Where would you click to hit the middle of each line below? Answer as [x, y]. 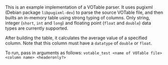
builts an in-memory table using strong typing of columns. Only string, [78, 18]
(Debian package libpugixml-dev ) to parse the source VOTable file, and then [84, 12]
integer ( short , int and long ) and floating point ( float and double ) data [78, 23]
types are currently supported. [37, 28]
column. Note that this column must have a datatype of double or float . [79, 43]
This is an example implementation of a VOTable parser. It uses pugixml [79, 7]
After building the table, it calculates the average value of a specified [76, 38]
